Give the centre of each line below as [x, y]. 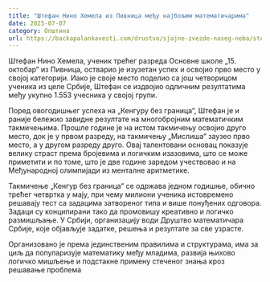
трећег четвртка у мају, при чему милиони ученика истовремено [121, 194]
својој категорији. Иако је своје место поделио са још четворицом [123, 78]
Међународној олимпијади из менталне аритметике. [99, 170]
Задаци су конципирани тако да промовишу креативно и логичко [121, 212]
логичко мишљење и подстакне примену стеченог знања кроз [117, 261]
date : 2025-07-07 [37, 23]
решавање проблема [45, 270]
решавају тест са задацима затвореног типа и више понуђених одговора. [135, 203]
